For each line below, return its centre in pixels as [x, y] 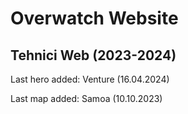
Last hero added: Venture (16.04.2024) [90, 79]
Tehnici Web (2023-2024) [93, 55]
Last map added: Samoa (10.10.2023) [86, 98]
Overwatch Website [94, 18]
